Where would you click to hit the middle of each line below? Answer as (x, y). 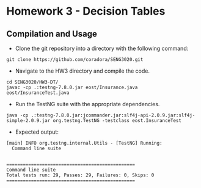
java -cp (17, 115)
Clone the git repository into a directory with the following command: (102, 48)
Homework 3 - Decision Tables (86, 11)
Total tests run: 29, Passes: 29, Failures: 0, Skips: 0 (80, 175)
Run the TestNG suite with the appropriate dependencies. (87, 104)
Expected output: (37, 132)
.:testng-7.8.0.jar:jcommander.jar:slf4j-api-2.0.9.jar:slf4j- (113, 115)
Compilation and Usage (52, 34)
